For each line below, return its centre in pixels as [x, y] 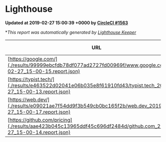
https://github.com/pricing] [41, 120]
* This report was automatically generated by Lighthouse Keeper [71, 32]
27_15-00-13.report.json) [39, 91]
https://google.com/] [34, 59]
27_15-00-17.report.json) [39, 112]
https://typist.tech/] [32, 79]
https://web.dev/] [30, 100]
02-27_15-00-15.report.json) [44, 71]
